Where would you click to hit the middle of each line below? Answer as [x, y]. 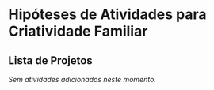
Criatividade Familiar [78, 31]
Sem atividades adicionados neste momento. [82, 79]
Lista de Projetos [50, 60]
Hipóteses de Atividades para [107, 15]
